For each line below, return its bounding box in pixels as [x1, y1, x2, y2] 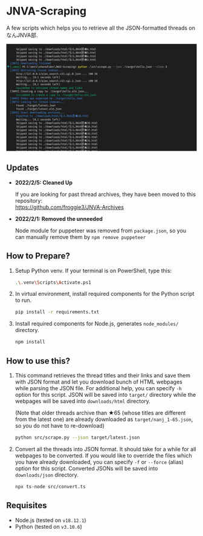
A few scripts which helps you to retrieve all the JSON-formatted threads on [6, 24, 195, 31]
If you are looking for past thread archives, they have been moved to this [14, 191, 196, 198]
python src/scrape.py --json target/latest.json [14, 434, 140, 440]
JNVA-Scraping [6, 4, 86, 18]
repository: [14, 197, 42, 204]
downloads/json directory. [14, 471, 79, 479]
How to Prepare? [6, 251, 71, 261]
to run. [14, 296, 32, 304]
